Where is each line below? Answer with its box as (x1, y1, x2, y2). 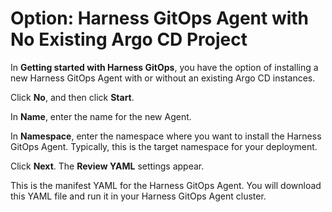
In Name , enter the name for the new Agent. (10, 110, 192, 122)
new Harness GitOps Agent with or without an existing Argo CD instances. (10, 72, 316, 84)
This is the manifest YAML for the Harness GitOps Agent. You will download (10, 179, 322, 191)
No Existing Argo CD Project (10, 28, 248, 51)
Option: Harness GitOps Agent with (10, 7, 310, 30)
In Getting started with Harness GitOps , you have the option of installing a (10, 61, 319, 73)
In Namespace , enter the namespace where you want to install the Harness (10, 130, 322, 142)
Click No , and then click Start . (10, 91, 135, 103)
